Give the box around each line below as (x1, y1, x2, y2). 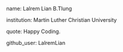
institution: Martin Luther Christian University (6, 17, 117, 23)
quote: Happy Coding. (6, 28, 61, 35)
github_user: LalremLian (6, 40, 66, 46)
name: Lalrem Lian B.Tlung (6, 5, 72, 12)
